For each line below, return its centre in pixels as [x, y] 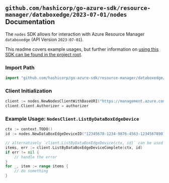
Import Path [20, 67]
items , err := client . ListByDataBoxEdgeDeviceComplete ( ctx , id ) [74, 148]
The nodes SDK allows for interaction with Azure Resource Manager [75, 34]
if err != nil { [22, 152]
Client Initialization [29, 90]
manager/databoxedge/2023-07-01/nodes [66, 15]
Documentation [30, 22]
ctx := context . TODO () [29, 129]
